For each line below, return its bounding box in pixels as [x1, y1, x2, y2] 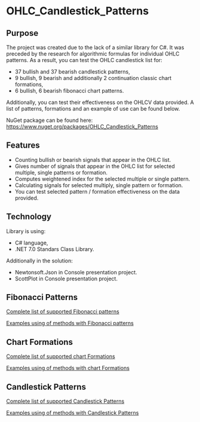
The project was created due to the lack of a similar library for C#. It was [6, 44, 184, 51]
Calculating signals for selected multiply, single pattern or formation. [14, 181, 183, 189]
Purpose [6, 28, 39, 38]
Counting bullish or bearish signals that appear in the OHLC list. [14, 156, 171, 163]
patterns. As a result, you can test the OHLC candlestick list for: [6, 57, 162, 63]
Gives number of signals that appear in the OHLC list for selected [14, 163, 175, 170]
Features [6, 140, 40, 151]
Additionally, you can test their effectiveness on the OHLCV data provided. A [6, 99, 194, 106]
